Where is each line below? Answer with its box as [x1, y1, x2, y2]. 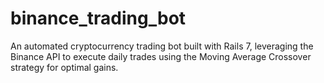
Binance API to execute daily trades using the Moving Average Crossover [10, 50, 312, 62]
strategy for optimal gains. [10, 61, 119, 73]
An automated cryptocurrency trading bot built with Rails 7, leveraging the [10, 40, 314, 52]
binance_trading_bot [10, 7, 187, 30]
